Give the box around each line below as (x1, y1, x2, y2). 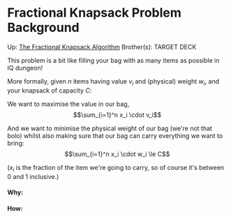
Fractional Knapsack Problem (7, 5, 181, 21)
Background (7, 20, 80, 36)
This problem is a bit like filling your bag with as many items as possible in (7, 56, 220, 64)
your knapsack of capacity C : (7, 86, 92, 95)
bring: (7, 139, 24, 147)
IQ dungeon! (7, 63, 43, 72)
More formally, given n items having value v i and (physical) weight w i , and (7, 77, 220, 87)
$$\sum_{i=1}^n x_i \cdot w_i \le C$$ (64, 150, 170, 158)
